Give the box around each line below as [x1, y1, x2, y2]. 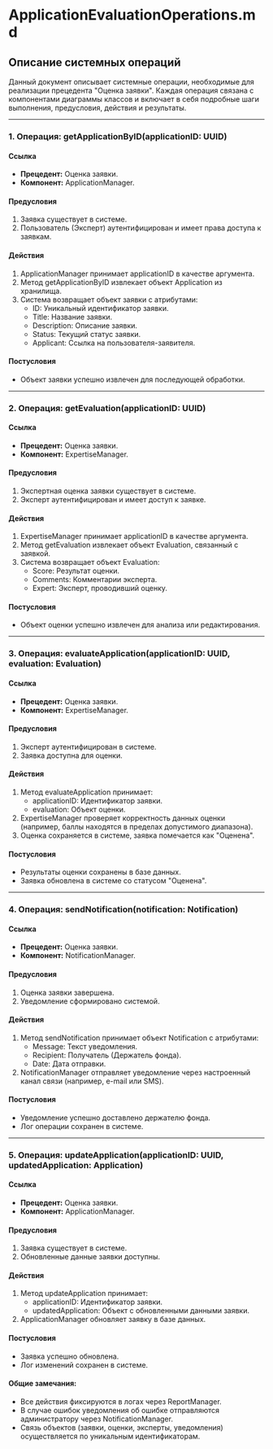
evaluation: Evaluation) [8, 658, 102, 669]
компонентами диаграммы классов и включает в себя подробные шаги [8, 94, 260, 103]
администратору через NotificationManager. [19, 1414, 173, 1424]
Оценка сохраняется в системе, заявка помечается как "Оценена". [19, 830, 255, 840]
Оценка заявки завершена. [19, 987, 115, 997]
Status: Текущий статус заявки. [32, 329, 141, 339]
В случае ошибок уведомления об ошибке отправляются [19, 1405, 220, 1415]
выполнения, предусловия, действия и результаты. [8, 103, 187, 112]
